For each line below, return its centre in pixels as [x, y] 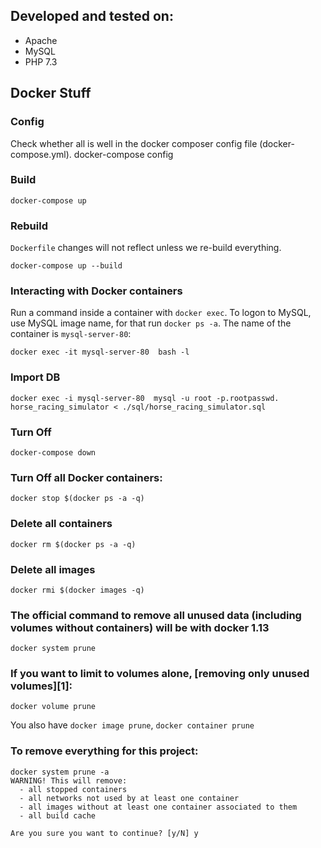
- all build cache [58, 815]
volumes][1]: [41, 686]
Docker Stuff [51, 93]
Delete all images [53, 569]
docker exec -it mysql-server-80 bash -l [100, 352]
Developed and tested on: [92, 16]
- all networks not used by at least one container [129, 798]
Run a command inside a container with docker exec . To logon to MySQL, [161, 313]
